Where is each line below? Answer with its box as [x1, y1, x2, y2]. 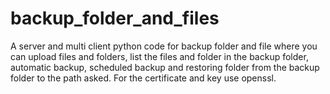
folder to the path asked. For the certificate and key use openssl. [10, 72, 277, 84]
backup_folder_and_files [10, 7, 220, 30]
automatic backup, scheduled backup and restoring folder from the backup [10, 61, 320, 73]
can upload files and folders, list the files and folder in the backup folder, [10, 50, 309, 62]
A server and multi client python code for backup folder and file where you [10, 40, 318, 52]
